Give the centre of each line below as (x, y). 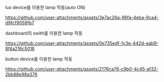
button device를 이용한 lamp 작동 (39, 59)
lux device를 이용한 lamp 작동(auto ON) (45, 7)
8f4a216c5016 (20, 49)
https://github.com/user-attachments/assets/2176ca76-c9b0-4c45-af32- (82, 69)
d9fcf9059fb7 (20, 23)
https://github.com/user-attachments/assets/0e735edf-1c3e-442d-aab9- (82, 43)
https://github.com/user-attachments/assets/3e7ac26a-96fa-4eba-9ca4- (82, 17)
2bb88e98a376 (22, 74)
